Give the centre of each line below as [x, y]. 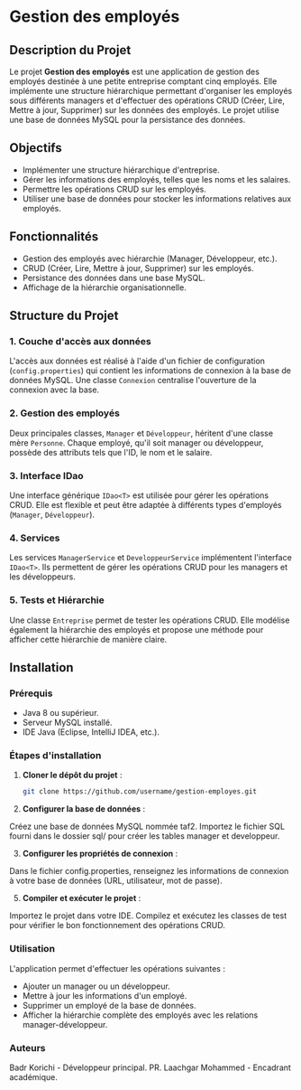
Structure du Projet [64, 316]
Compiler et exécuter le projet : [82, 898]
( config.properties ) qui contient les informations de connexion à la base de [150, 371]
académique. [34, 1076]
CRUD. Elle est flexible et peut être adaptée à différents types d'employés [146, 504]
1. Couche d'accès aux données [80, 341]
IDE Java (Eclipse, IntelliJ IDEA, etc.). [91, 732]
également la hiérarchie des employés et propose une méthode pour [137, 629]
